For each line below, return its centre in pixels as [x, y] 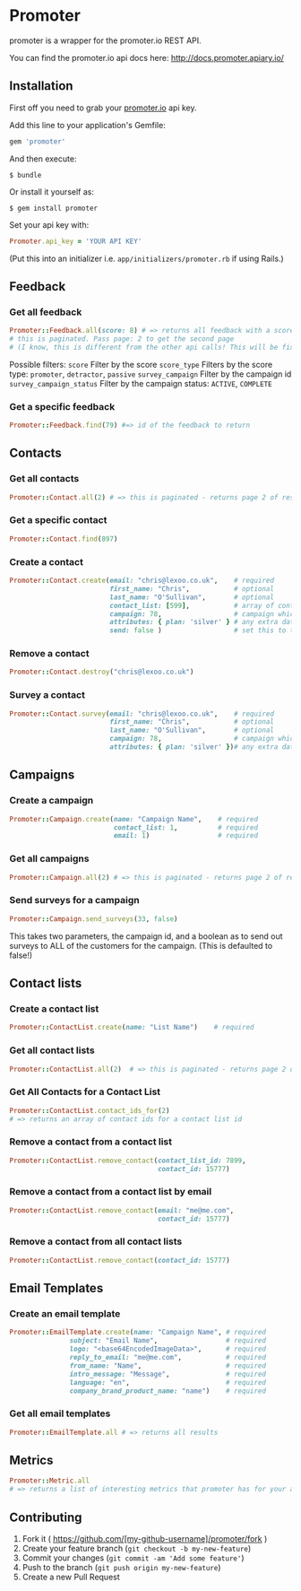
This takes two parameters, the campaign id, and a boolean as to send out [146, 936]
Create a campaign [52, 801]
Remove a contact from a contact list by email [111, 1192]
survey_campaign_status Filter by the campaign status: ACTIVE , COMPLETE [141, 383]
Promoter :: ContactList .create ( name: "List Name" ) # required [132, 1028]
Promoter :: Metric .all [50, 1481]
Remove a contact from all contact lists [96, 1241]
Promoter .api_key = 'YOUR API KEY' [76, 241]
